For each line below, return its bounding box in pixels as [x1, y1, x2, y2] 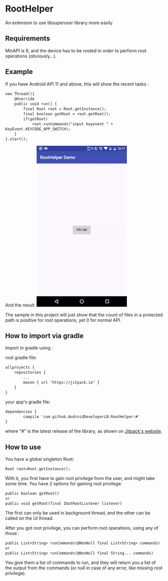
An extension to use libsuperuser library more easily [5, 20, 113, 26]
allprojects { [5, 365, 35, 370]
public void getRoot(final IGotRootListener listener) [5, 501, 122, 506]
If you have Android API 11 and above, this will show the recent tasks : [5, 81, 149, 87]
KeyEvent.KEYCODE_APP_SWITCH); [5, 126, 71, 131]
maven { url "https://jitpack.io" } [23, 380, 100, 385]
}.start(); [5, 136, 28, 141]
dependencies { [5, 409, 37, 414]
